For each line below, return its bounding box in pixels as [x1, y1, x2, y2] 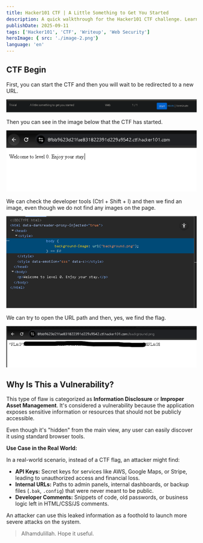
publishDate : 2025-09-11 [6, 22, 69, 28]
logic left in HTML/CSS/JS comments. [14, 500, 109, 507]
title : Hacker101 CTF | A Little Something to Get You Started [6, 10, 169, 16]
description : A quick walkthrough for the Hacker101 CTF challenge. [6, 16, 182, 22]
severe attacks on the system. [6, 518, 82, 525]
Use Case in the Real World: [6, 444, 77, 452]
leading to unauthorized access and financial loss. [14, 475, 140, 482]
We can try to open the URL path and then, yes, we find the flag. [6, 314, 166, 321]
